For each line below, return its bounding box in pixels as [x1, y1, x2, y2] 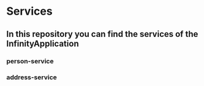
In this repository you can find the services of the [6, 29, 198, 39]
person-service [6, 57, 54, 65]
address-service [6, 73, 57, 82]
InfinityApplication [6, 38, 79, 49]
